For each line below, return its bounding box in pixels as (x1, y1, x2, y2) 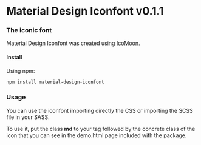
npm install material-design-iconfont (6, 79, 104, 85)
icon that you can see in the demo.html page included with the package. (6, 132, 187, 139)
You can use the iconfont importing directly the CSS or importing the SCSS (6, 107, 193, 114)
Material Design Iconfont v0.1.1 (6, 4, 164, 18)
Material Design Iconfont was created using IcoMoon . (6, 39, 141, 47)
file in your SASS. (6, 113, 50, 121)
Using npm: (6, 67, 35, 74)
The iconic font (6, 26, 52, 35)
